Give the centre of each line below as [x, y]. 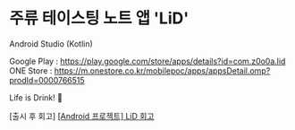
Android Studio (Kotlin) [51, 43]
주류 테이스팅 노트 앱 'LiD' [99, 18]
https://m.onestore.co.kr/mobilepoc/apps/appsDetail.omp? [162, 70]
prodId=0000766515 [47, 80]
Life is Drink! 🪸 [36, 97]
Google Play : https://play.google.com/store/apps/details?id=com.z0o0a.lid [147, 61]
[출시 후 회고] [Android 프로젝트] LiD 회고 [82, 116]
